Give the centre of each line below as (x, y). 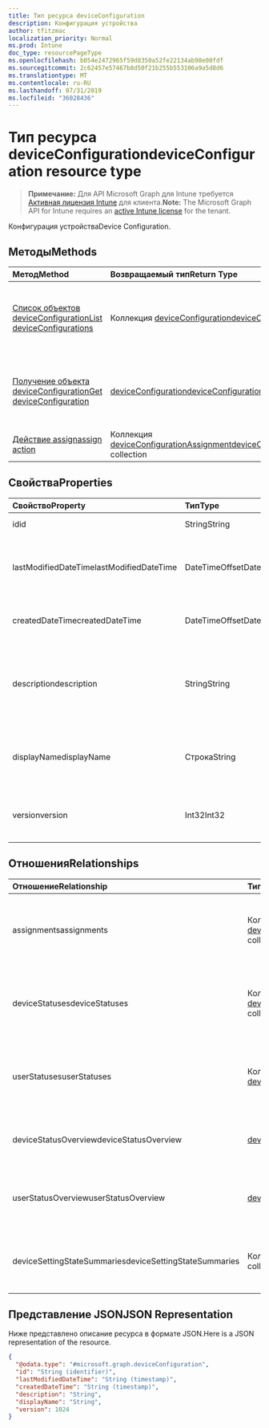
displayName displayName (61, 757)
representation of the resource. (60, 1342)
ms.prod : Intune (35, 46)
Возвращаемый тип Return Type (174, 274)
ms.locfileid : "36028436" (51, 98)
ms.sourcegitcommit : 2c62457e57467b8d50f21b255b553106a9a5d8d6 (116, 68)
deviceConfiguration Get (57, 391)
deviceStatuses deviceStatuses (70, 1003)
